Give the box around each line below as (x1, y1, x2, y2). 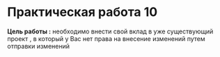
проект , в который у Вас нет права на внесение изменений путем (7, 34, 205, 42)
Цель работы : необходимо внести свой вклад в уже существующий (7, 27, 214, 35)
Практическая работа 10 (7, 4, 158, 20)
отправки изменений (7, 42, 70, 50)
